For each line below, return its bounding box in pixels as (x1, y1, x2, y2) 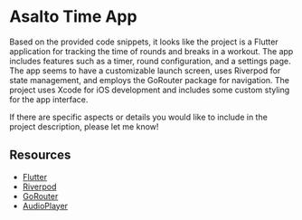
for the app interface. (9, 93, 89, 105)
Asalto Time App (9, 6, 137, 27)
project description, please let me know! (9, 120, 159, 132)
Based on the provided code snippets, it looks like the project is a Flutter (9, 36, 278, 47)
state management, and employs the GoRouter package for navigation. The (9, 74, 290, 85)
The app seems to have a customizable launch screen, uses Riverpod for (9, 65, 281, 76)
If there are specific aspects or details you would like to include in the (9, 111, 269, 122)
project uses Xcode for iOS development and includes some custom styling (9, 84, 290, 95)
